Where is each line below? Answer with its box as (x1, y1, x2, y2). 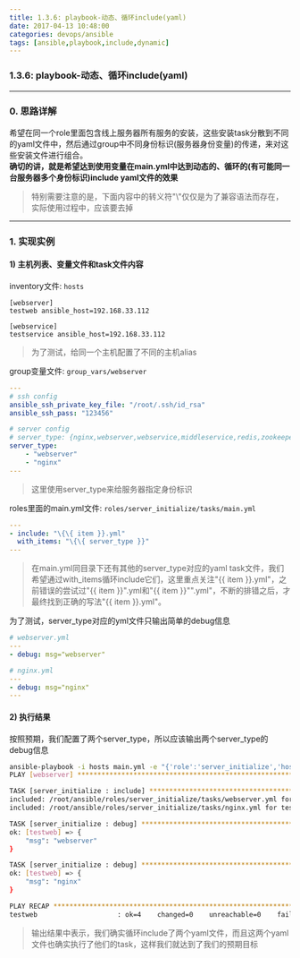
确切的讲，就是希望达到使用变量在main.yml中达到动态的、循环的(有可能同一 (9, 160, 290, 171)
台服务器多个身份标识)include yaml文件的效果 (9, 172, 179, 183)
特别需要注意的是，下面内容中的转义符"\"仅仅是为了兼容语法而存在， (30, 191, 284, 201)
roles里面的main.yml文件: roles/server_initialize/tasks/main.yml (9, 502, 256, 513)
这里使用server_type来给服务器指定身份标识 (30, 483, 193, 494)
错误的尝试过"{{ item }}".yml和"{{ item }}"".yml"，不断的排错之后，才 (38, 586, 291, 596)
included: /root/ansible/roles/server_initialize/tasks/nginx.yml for (9, 803, 278, 813)
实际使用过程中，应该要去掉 (30, 202, 134, 213)
